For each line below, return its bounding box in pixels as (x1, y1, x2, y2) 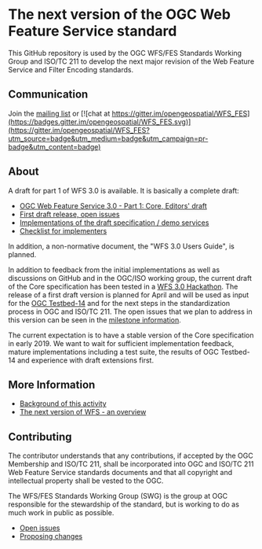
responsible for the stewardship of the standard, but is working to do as (8, 499, 239, 509)
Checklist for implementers (19, 226, 107, 235)
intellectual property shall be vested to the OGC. (8, 476, 164, 485)
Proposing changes (19, 532, 83, 541)
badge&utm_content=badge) (8, 142, 101, 151)
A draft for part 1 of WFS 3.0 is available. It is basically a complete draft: (8, 186, 239, 195)
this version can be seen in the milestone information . (8, 315, 182, 324)
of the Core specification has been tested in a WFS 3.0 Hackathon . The (8, 282, 238, 291)
